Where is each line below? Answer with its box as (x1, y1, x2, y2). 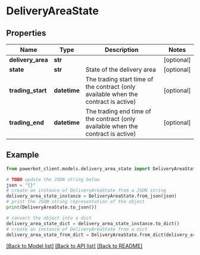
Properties (6, 28, 46, 38)
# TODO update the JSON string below (6, 176, 100, 183)
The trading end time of (85, 107, 152, 115)
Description (104, 46, 139, 54)
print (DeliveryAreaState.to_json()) (6, 204, 97, 210)
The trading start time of (85, 75, 154, 83)
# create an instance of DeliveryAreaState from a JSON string (6, 188, 167, 193)
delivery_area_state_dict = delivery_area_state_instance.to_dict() (6, 220, 180, 226)
